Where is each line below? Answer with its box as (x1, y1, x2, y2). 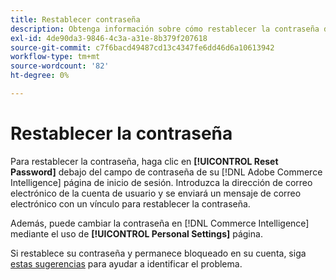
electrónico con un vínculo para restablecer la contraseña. (10, 197, 251, 210)
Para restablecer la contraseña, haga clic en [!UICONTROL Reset (10, 155, 279, 167)
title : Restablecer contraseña (10, 14, 141, 25)
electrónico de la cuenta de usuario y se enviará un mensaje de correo (10, 187, 302, 199)
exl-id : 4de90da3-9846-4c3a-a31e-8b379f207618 (10, 33, 208, 43)
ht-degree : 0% (10, 71, 70, 81)
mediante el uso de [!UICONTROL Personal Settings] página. (10, 227, 263, 240)
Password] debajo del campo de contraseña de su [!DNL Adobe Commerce (10, 166, 323, 178)
